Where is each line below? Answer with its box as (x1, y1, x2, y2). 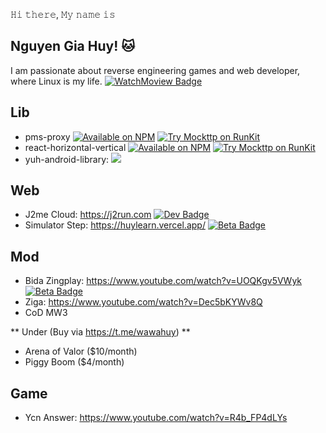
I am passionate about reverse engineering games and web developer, (10, 64, 301, 76)
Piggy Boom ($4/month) (24, 356, 125, 368)
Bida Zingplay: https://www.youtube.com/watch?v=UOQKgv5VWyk (24, 275, 303, 287)
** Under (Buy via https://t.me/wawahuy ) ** (10, 326, 191, 338)
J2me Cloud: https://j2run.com (24, 209, 152, 221)
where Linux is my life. (10, 75, 103, 87)
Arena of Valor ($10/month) (24, 345, 138, 358)
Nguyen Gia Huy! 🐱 (10, 38, 136, 55)
